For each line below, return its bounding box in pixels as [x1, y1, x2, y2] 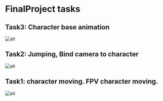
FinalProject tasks [5, 3, 81, 15]
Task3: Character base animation [5, 23, 110, 31]
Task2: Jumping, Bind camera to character [5, 50, 139, 58]
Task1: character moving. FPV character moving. [5, 77, 159, 86]
